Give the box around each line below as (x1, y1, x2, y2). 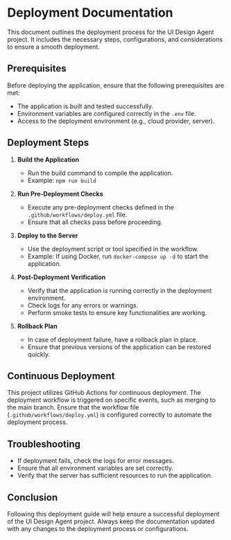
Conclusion (7, 491, 58, 503)
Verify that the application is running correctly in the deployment (27, 286, 212, 294)
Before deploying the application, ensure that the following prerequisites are (7, 81, 225, 90)
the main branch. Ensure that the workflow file (7, 403, 139, 412)
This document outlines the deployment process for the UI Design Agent (7, 28, 214, 36)
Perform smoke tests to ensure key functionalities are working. (27, 308, 207, 317)
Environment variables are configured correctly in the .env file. (17, 109, 196, 117)
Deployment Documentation (7, 5, 173, 21)
